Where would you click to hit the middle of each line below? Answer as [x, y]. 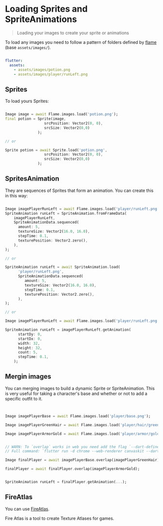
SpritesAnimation [32, 179]
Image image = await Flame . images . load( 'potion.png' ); [62, 114]
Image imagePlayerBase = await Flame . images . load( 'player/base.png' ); [78, 416]
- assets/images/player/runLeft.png [51, 74]
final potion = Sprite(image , [36, 119]
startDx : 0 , [30, 339]
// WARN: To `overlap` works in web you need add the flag [66, 447]
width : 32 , [29, 343]
